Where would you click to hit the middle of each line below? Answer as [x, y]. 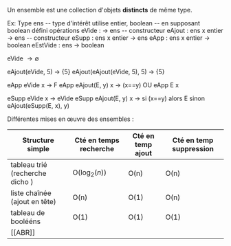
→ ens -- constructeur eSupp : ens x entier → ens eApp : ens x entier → [109, 38]
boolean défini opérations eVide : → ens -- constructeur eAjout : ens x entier [115, 31]
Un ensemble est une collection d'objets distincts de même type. [100, 10]
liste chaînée [31, 193]
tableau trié [29, 165]
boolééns [26, 221]
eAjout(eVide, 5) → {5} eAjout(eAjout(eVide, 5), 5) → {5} [86, 72]
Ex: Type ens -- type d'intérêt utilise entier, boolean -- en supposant [104, 23]
